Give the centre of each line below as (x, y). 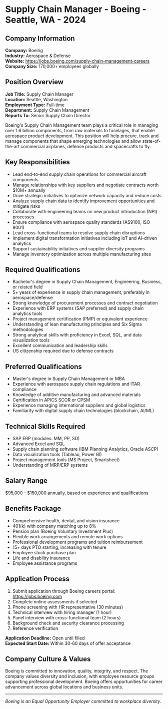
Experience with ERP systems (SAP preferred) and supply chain (78, 308)
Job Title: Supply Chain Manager (39, 94)
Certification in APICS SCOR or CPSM (51, 400)
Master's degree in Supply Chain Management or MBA (68, 379)
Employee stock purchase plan (44, 552)
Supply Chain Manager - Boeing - (76, 9)
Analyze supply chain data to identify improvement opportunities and (83, 201)
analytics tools (27, 313)
